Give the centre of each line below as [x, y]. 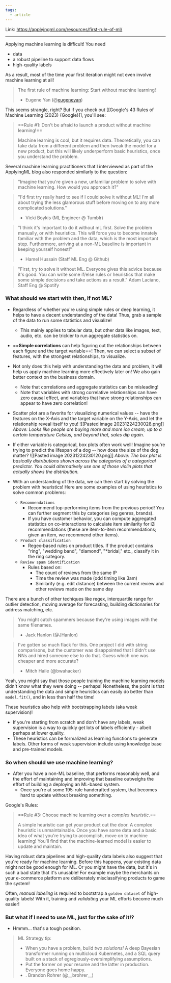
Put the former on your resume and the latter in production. [87, 965]
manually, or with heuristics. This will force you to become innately [88, 233]
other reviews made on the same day [74, 589]
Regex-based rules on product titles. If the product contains [91, 546]
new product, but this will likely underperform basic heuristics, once [89, 151]
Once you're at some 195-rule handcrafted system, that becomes [89, 790]
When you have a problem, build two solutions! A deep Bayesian [93, 948]
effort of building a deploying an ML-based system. [66, 784]
